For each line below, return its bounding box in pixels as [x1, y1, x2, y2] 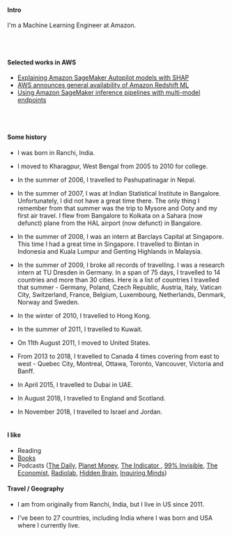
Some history [7, 133, 47, 141]
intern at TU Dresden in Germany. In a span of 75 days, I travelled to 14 [17, 268, 221, 276]
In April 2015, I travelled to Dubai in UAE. [17, 380, 134, 389]
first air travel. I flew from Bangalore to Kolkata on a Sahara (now [17, 211, 203, 219]
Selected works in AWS [7, 58, 77, 66]
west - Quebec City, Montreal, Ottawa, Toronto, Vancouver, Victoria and [17, 359, 224, 368]
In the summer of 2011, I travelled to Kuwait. [17, 325, 143, 333]
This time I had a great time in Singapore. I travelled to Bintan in [17, 240, 200, 248]
